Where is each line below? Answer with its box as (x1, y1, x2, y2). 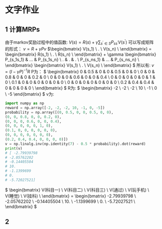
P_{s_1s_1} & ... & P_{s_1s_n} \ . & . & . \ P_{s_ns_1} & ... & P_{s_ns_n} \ (5, 57, 139, 63)
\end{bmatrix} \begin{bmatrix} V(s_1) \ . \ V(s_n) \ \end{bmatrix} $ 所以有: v (5, 63, 154, 68)
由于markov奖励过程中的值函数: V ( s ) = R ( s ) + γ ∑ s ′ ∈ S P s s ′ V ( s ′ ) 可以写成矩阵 (5, 38, 154, 46)
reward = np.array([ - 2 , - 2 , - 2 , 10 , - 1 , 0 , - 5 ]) (5, 105, 105, 110)
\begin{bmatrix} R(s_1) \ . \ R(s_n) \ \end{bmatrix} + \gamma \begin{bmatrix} (5, 51, 156, 57)
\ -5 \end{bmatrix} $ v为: (5, 91, 55, 97)
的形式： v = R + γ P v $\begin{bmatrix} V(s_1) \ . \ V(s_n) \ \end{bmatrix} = (5, 46, 152, 52)
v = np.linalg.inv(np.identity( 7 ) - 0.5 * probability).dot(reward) (5, 141, 146, 146)
